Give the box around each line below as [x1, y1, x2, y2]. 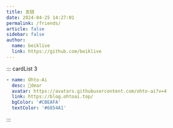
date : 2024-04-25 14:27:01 [6, 15, 75, 21]
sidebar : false [6, 32, 45, 38]
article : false [6, 25, 45, 32]
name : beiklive [12, 43, 50, 49]
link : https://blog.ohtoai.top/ [12, 93, 94, 100]
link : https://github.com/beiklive [12, 49, 102, 55]
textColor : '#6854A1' [12, 105, 67, 111]
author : [6, 37, 26, 43]
